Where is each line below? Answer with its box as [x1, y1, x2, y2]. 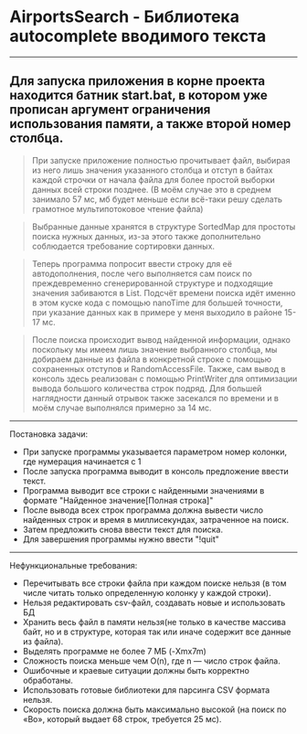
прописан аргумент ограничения [9, 102, 211, 118]
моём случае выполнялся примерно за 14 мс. [31, 402, 212, 413]
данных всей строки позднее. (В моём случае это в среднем [31, 184, 272, 195]
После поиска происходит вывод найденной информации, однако [31, 334, 291, 345]
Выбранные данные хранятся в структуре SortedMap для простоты [31, 221, 296, 232]
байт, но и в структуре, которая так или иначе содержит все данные [22, 626, 291, 637]
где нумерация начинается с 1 [22, 455, 142, 467]
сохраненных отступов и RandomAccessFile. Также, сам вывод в [31, 363, 286, 374]
